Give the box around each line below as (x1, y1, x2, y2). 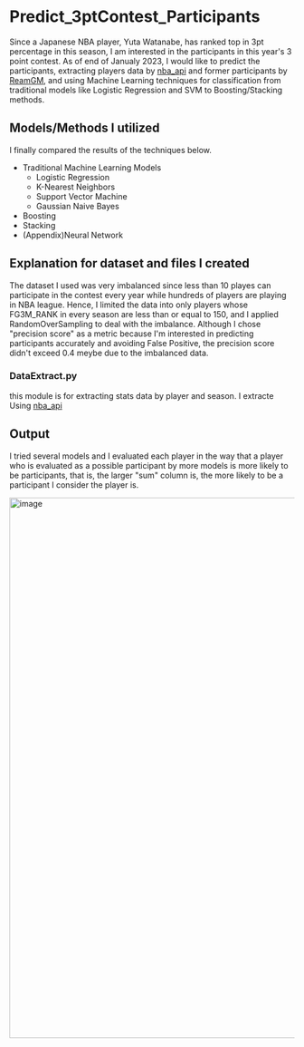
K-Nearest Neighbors (35, 181, 116, 192)
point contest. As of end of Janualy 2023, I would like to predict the (9, 55, 261, 66)
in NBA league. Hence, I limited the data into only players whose (9, 299, 249, 310)
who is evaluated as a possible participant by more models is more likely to (9, 460, 289, 470)
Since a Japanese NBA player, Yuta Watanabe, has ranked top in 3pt (9, 36, 264, 47)
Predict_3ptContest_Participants (9, 6, 261, 27)
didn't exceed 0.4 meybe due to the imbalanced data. (9, 347, 209, 358)
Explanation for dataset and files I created (9, 256, 251, 271)
